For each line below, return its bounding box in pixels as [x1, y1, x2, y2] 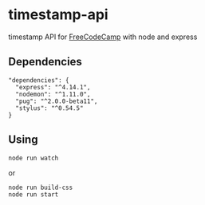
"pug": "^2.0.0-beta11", [15, 97, 98, 105]
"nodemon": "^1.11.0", [15, 90, 91, 98]
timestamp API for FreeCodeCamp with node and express [8, 32, 198, 41]
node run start [8, 190, 59, 199]
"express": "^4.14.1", [15, 83, 91, 91]
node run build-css [8, 183, 73, 191]
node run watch [8, 154, 59, 162]
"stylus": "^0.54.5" [15, 104, 84, 112]
